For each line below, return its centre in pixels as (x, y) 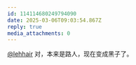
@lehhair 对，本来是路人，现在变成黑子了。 (70, 54)
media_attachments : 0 (39, 33)
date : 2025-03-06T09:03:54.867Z (54, 20)
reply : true (25, 27)
